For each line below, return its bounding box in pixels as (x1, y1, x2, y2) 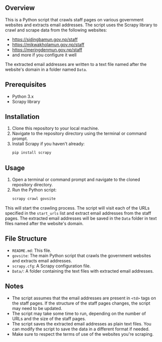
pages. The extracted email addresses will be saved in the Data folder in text (5, 215, 157, 221)
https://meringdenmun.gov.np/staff (12, 47, 82, 52)
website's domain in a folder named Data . (5, 66, 87, 72)
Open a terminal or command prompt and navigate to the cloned (12, 177, 140, 182)
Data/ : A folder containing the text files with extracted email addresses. (12, 268, 154, 274)
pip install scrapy (12, 150, 52, 155)
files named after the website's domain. (5, 221, 84, 226)
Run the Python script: (12, 187, 57, 193)
